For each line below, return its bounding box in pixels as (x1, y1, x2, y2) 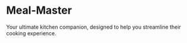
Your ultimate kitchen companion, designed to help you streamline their (6, 23, 182, 30)
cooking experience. (6, 29, 57, 36)
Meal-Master (6, 4, 73, 17)
